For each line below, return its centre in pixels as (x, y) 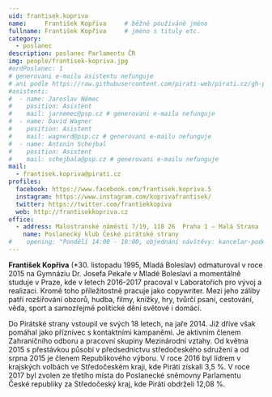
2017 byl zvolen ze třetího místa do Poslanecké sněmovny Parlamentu (125, 375)
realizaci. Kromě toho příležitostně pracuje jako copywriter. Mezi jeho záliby (134, 290)
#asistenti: (28, 91)
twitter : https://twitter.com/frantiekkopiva (94, 204)
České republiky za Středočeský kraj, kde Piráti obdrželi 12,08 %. (117, 384)
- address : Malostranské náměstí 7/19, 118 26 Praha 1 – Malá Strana (137, 227)
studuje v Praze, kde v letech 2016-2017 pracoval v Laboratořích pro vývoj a (135, 282)
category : (25, 38)
